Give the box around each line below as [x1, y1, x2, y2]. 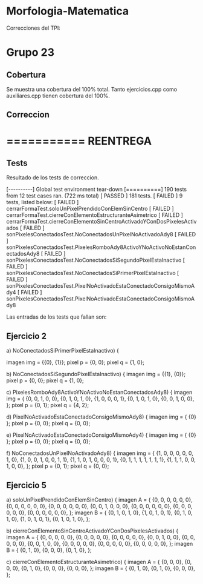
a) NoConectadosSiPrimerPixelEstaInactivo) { [6, 347, 120, 354]
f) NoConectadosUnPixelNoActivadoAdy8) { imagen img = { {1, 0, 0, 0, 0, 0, [6, 450, 193, 457]
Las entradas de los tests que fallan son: [6, 313, 107, 320]
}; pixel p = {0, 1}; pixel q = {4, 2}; [6, 402, 89, 409]
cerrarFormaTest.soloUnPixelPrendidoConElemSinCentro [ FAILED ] [6, 205, 174, 213]
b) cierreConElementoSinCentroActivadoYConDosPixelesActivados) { [6, 527, 179, 534]
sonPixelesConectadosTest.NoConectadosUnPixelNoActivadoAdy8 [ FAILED [6, 231, 196, 238]
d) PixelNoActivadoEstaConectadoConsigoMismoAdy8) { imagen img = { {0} [6, 413, 196, 420]
